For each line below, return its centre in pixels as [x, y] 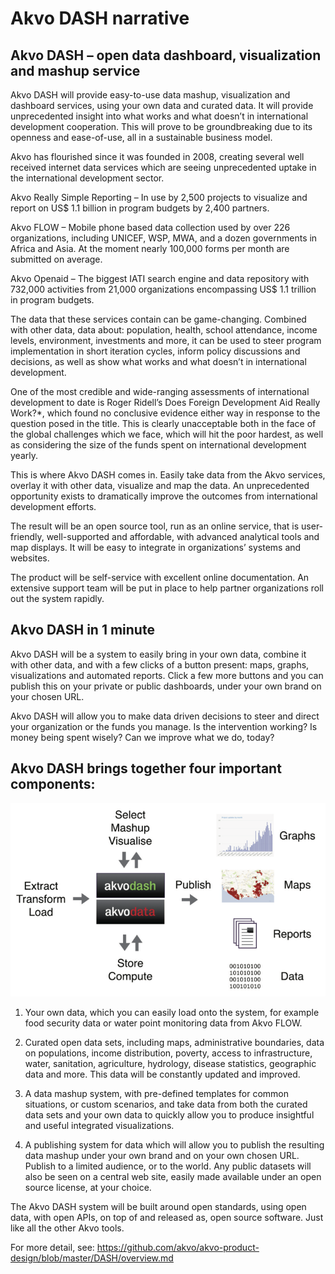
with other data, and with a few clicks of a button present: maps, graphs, [160, 664]
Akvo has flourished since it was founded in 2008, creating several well [157, 156]
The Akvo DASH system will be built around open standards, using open [158, 1207]
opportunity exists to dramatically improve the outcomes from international [164, 496]
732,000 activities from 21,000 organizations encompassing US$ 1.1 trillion [163, 289]
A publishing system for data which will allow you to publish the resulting [174, 1145]
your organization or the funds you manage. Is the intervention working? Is [164, 726]
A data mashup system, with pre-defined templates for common [157, 1094]
